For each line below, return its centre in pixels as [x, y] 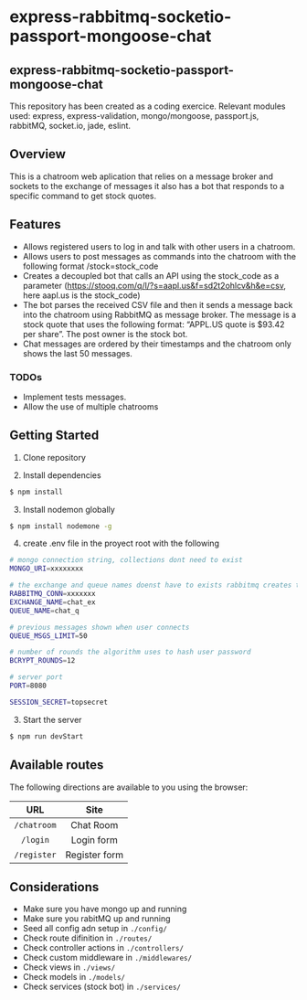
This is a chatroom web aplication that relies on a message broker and [142, 176]
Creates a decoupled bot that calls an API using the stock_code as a [151, 275]
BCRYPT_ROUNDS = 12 [42, 661]
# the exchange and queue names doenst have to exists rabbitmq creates [151, 585]
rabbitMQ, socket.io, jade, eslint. [70, 126]
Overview [38, 154]
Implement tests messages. [74, 397]
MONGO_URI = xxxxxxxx [47, 569]
